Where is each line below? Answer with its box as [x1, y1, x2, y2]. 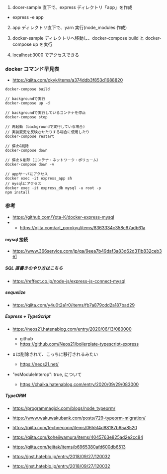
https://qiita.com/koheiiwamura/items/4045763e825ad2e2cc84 [12, 434, 143, 440]
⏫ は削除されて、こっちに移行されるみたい [12, 351, 98, 357]
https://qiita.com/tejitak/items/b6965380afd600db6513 [12, 444, 126, 450]
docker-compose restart [5, 134, 55, 139]
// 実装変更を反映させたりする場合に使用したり [5, 130, 90, 135]
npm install [5, 190, 30, 195]
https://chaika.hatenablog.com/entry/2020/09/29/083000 [19, 381, 139, 387]
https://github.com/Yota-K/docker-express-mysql [12, 214, 114, 220]
